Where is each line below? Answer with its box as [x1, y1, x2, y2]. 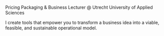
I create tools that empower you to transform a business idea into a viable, [5, 20, 159, 25]
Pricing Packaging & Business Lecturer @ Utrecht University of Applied [5, 5, 153, 10]
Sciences [5, 10, 25, 16]
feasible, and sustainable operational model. [5, 25, 97, 31]
